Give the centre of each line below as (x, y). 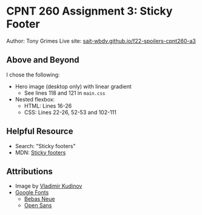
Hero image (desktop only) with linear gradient (73, 86)
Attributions (30, 171)
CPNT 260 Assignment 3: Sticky (89, 11)
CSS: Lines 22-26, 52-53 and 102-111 (70, 112)
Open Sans (38, 205)
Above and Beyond (43, 60)
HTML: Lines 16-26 (48, 106)
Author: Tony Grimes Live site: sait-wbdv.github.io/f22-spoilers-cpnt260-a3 (101, 41)
